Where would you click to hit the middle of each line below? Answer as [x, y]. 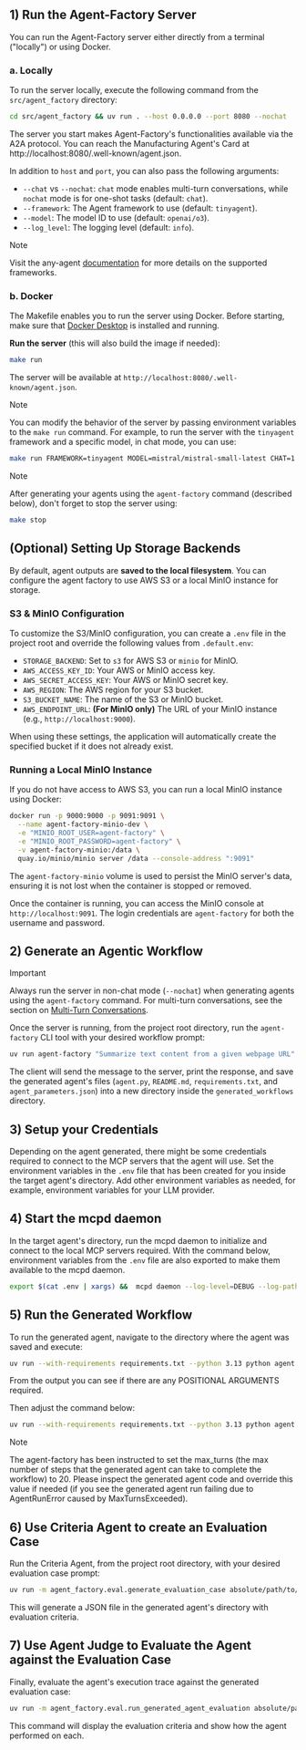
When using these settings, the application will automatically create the [143, 737]
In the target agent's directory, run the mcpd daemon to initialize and [138, 1240]
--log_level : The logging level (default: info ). [108, 227]
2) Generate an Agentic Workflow [106, 951]
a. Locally [31, 70]
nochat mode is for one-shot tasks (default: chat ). [115, 198]
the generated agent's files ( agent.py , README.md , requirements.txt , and [143, 1082]
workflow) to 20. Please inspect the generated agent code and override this [151, 1479]
